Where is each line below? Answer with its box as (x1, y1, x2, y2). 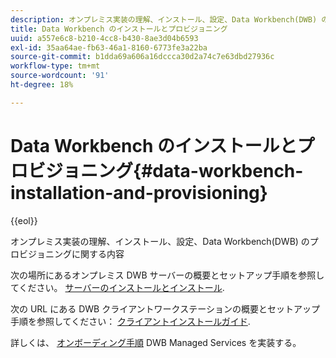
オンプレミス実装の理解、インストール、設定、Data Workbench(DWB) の (10, 235, 310, 247)
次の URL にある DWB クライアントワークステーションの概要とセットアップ (10, 302, 320, 315)
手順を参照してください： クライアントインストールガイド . (10, 315, 251, 327)
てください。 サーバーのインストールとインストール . (10, 281, 225, 293)
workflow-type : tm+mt (10, 61, 101, 71)
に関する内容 (71, 247, 125, 260)
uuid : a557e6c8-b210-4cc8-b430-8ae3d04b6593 (10, 33, 199, 43)
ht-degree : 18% (10, 80, 74, 90)
